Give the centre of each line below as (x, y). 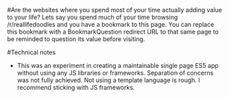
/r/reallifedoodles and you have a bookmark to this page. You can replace (111, 24)
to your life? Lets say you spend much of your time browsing (93, 17)
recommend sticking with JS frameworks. (76, 87)
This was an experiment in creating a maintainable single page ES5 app (118, 65)
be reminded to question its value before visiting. (76, 39)
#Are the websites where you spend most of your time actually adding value (115, 10)
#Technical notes (32, 52)
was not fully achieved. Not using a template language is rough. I (108, 80)
